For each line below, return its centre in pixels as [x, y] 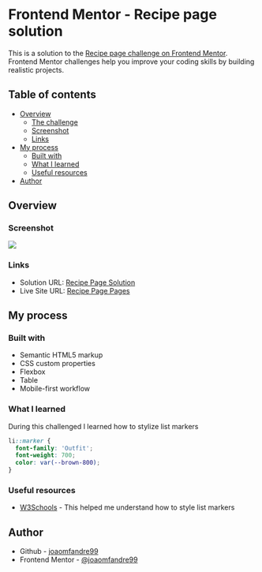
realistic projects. [36, 69]
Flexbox [32, 372]
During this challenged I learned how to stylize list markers [103, 426]
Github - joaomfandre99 [59, 551]
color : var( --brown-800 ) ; [58, 463]
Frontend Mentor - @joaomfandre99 [79, 560]
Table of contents [52, 95]
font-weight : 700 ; [46, 455]
